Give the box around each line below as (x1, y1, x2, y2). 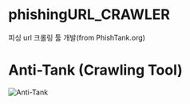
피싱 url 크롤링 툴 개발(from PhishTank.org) (8, 33, 146, 42)
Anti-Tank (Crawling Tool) (8, 61, 184, 79)
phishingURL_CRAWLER (8, 6, 170, 24)
